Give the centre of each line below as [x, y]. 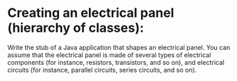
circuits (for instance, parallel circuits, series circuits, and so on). [102, 70]
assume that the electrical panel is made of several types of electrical [109, 55]
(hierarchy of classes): [76, 28]
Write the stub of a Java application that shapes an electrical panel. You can [119, 47]
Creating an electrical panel [91, 13]
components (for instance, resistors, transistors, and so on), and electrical [116, 62]
